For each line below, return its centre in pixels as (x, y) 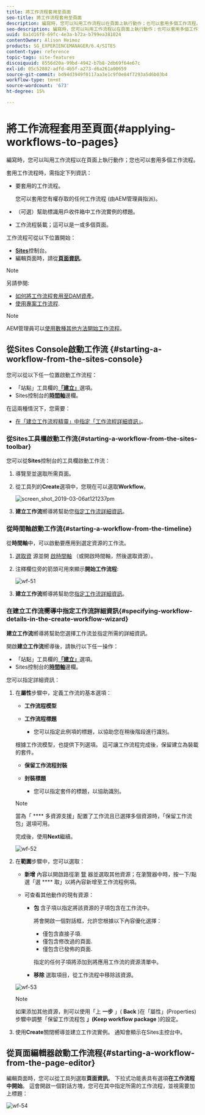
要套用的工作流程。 (39, 185)
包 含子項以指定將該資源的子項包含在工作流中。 (93, 908)
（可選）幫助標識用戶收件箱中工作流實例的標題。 (77, 212)
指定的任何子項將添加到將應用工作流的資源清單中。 (98, 962)
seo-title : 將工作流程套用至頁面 (44, 18)
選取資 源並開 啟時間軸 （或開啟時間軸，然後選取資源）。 (86, 556)
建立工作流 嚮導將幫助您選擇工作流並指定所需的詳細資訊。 (78, 633)
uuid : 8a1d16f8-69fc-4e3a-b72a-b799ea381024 (64, 35)
